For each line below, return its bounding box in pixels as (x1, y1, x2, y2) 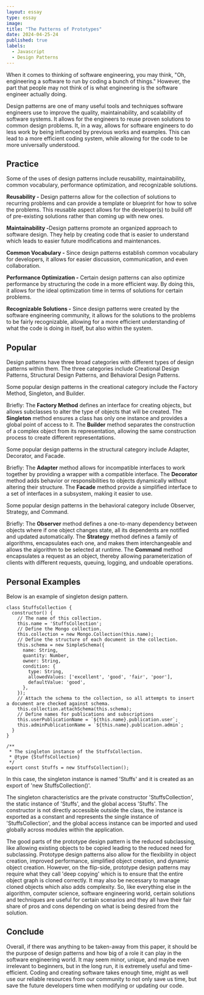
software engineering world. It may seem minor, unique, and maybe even (6, 955, 190, 963)
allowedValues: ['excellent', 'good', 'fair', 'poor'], (28, 674, 173, 680)
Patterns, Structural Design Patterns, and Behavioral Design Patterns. (6, 371, 180, 379)
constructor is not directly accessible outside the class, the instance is (6, 807, 183, 814)
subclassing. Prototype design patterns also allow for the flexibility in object (6, 851, 197, 858)
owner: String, (22, 658, 62, 665)
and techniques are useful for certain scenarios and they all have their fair (6, 896, 192, 904)
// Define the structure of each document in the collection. (17, 637, 178, 643)
